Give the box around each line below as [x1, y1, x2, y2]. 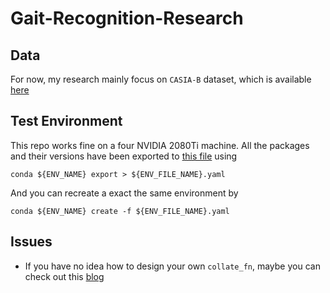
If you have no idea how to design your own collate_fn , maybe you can [24, 260, 321, 272]
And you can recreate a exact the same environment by [10, 187, 239, 199]
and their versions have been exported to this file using [10, 150, 238, 162]
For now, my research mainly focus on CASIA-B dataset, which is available [10, 73, 312, 85]
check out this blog [24, 270, 105, 282]
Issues [10, 233, 53, 251]
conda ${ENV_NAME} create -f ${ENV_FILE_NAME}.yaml [10, 206, 230, 216]
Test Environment [10, 113, 123, 130]
